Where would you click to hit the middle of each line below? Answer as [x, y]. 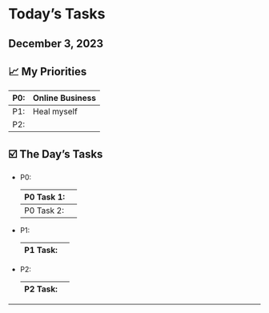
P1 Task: [41, 251]
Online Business [65, 98]
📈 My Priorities [48, 72]
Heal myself [55, 111]
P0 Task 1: [44, 197]
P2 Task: [41, 289]
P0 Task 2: [44, 211]
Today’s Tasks [57, 14]
